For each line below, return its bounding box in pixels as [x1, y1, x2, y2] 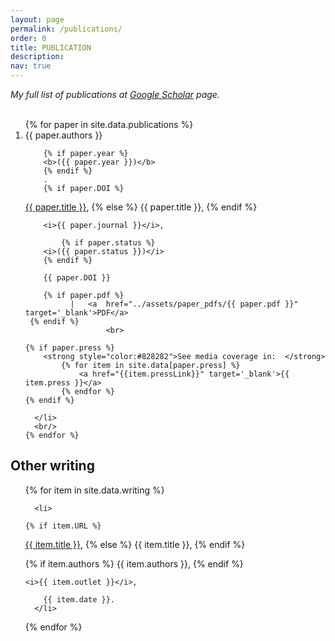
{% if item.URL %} [24, 521, 102, 531]
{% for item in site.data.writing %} [24, 484, 165, 496]
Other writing [10, 457, 95, 475]
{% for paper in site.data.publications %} [24, 119, 194, 130]
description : [10, 52, 65, 62]
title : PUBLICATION [10, 42, 92, 53]
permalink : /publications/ [10, 24, 123, 34]
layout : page [10, 14, 65, 25]
